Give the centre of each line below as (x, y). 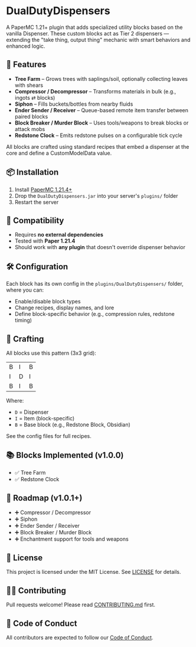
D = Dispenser (32, 412)
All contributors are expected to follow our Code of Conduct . (80, 638)
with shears (29, 85)
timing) (23, 321)
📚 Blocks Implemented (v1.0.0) (65, 455)
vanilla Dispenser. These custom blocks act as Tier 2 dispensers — (88, 33)
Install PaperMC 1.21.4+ (43, 189)
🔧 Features (26, 65)
